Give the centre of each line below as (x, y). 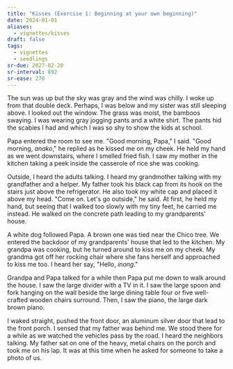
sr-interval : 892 (32, 72)
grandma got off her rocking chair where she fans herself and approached (114, 257)
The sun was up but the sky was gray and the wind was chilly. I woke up (111, 98)
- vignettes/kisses (42, 33)
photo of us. (25, 358)
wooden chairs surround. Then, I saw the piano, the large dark (118, 300)
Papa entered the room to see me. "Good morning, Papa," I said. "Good (109, 141)
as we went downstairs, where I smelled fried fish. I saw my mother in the (112, 156)
